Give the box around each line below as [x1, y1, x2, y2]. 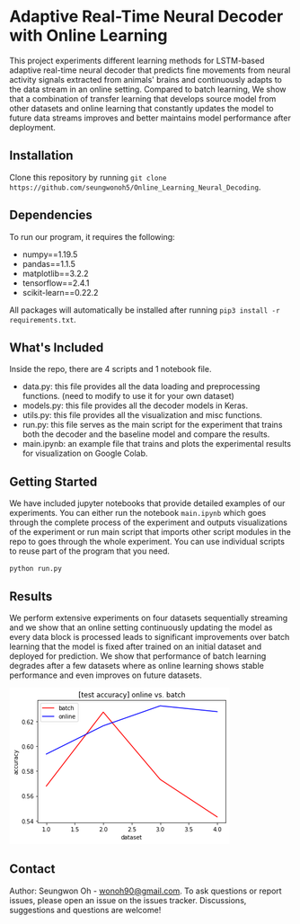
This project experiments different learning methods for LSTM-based [9, 55, 265, 66]
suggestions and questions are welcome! [9, 904, 162, 915]
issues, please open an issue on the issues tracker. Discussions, [9, 894, 247, 905]
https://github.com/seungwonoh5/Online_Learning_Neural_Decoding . [9, 182, 261, 192]
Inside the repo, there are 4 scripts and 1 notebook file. [9, 364, 212, 375]
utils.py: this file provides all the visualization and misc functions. [22, 410, 263, 421]
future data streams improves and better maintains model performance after [9, 112, 292, 123]
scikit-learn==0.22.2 [22, 287, 99, 298]
